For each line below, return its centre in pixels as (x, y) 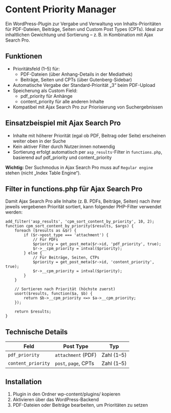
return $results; (33, 312)
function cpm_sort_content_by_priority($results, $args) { (70, 226)
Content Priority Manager (61, 10)
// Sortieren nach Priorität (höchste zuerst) (65, 289)
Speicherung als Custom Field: (45, 91)
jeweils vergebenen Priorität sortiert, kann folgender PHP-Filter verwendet (83, 207)
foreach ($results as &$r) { (46, 231)
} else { (33, 253)
